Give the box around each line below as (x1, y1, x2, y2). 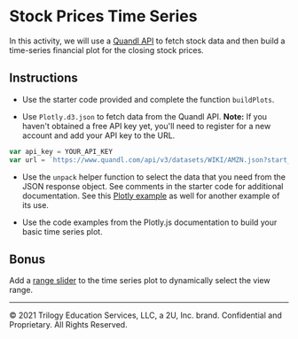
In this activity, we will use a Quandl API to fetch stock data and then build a (9, 35, 286, 46)
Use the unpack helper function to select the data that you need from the (21, 171, 286, 182)
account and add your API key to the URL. (21, 130, 176, 141)
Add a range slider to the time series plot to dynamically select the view (9, 275, 271, 286)
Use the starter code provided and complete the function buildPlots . (21, 94, 275, 104)
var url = (9, 155, 46, 165)
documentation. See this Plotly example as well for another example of (21, 190, 280, 201)
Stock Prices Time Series (9, 6, 198, 27)
